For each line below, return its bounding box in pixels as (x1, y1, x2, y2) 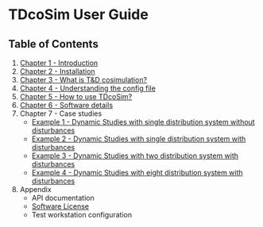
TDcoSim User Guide (8, 6, 149, 24)
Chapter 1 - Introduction (19, 58, 99, 67)
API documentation (31, 193, 95, 202)
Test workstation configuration (31, 210, 133, 219)
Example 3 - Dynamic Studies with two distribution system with (31, 151, 239, 160)
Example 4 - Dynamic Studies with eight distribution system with (31, 168, 244, 177)
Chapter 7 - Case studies (19, 109, 102, 118)
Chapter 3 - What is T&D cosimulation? (19, 75, 148, 84)
